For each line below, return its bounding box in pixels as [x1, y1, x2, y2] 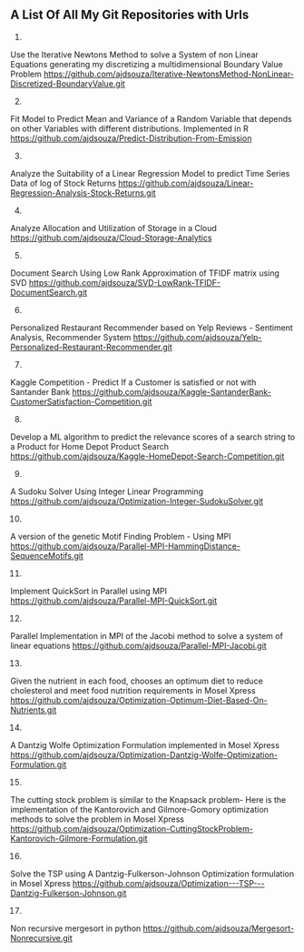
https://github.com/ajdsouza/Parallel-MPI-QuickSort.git [10, 595, 218, 606]
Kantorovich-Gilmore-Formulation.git [10, 833, 148, 844]
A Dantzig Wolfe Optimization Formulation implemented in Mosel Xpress [10, 739, 280, 750]
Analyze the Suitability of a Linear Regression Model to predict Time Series [10, 167, 290, 178]
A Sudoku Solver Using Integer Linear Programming [10, 486, 203, 497]
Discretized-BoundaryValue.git [10, 77, 125, 89]
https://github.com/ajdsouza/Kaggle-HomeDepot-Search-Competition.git [10, 451, 285, 461]
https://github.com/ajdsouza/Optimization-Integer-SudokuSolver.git [10, 495, 264, 506]
